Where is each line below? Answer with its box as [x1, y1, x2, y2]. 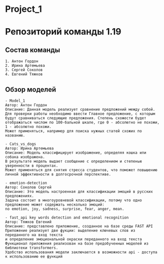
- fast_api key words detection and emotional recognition [5, 215, 129, 220]
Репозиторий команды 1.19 [5, 26, 122, 38]
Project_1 [5, 3, 42, 15]
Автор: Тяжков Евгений [5, 220, 52, 224]
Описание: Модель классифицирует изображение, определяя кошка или [5, 150, 147, 155]
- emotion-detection [5, 180, 48, 185]
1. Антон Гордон [5, 59, 38, 64]
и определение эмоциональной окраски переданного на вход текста [5, 237, 142, 242]
